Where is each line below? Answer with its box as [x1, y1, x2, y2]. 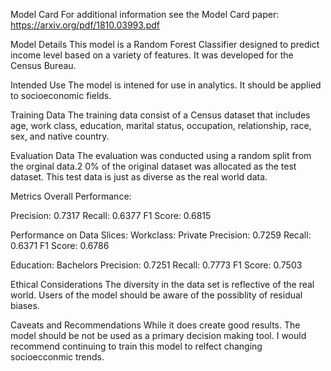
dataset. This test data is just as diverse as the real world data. [10, 171, 268, 183]
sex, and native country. [10, 130, 110, 142]
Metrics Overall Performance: [10, 190, 132, 202]
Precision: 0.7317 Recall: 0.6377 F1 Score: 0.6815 [10, 210, 212, 221]
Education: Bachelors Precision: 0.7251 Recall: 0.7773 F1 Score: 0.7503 [10, 259, 303, 271]
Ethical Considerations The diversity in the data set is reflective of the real [10, 279, 315, 290]
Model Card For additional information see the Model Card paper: [10, 9, 280, 20]
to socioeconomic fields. [10, 90, 112, 101]
